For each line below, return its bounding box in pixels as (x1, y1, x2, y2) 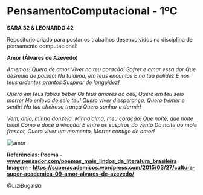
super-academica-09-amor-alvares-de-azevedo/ (7, 170, 135, 177)
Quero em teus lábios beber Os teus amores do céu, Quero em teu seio (7, 90, 184, 97)
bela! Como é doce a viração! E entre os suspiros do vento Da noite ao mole (7, 121, 198, 128)
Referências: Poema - (7, 151, 63, 158)
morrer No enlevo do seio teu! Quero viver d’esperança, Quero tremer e (7, 97, 185, 104)
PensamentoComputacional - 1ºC (7, 4, 178, 18)
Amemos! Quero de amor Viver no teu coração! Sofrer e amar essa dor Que (7, 65, 196, 73)
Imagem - (7, 164, 32, 171)
